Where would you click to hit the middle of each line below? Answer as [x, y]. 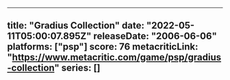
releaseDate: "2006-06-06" [155, 36]
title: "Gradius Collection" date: [76, 25]
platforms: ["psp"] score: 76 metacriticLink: [103, 47]
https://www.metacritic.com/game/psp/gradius [116, 57]
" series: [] [77, 68]
